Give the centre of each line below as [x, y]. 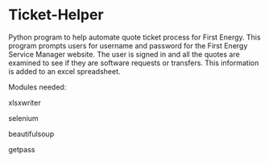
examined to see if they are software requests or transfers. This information [134, 63]
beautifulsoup [31, 134]
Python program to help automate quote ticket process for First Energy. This [134, 37]
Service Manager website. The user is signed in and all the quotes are [124, 54]
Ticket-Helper [56, 15]
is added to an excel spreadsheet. [64, 71]
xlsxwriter [25, 102]
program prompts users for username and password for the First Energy [128, 45]
